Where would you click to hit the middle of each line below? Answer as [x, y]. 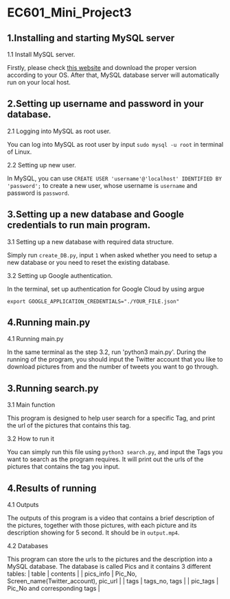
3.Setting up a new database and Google [95, 214]
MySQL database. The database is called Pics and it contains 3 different [109, 567]
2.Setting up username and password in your [105, 104]
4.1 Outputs [23, 505]
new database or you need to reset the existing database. [89, 262]
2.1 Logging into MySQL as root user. [59, 131]
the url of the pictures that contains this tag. [69, 425]
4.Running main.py [49, 323]
